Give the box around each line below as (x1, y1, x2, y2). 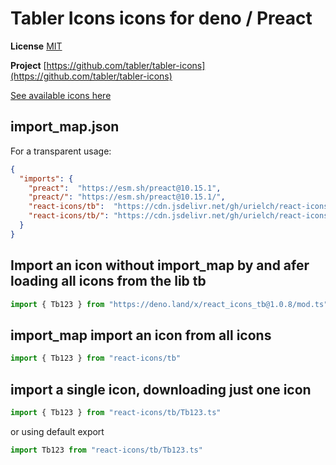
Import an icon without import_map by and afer (10, 257, 310, 274)
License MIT (10, 40, 63, 52)
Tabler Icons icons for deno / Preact (10, 7, 313, 30)
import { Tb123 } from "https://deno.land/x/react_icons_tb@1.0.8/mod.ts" (10, 299, 329, 309)
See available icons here (10, 89, 112, 101)
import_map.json (10, 118, 120, 136)
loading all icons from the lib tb (10, 273, 207, 290)
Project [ (10, 59, 47, 71)
